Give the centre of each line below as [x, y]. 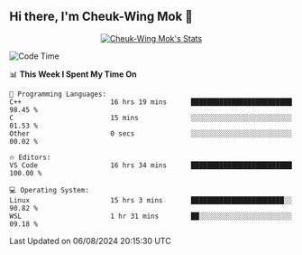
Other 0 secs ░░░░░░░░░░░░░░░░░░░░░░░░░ [151, 133]
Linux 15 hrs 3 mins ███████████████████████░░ [151, 200]
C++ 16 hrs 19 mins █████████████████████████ [151, 102]
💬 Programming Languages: [58, 94]
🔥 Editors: [30, 157]
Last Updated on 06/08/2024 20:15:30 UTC [90, 241]
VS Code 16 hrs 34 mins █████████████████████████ [151, 165]
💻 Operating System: [50, 190]
